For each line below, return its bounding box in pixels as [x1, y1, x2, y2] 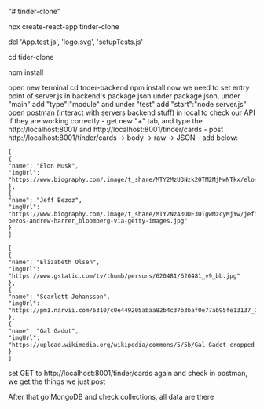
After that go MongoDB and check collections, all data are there [8, 392, 214, 401]
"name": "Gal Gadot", [8, 327, 79, 335]
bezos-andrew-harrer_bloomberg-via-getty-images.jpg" [8, 217, 189, 225]
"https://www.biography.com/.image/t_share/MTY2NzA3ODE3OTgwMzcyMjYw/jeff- [8, 210, 262, 218]
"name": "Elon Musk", [8, 162, 79, 170]
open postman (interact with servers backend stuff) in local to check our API [8, 108, 255, 117]
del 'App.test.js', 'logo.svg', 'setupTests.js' [8, 37, 144, 46]
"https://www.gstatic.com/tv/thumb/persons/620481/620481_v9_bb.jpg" [8, 272, 241, 280]
